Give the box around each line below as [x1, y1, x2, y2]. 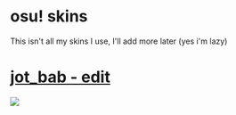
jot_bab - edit [10, 67, 110, 87]
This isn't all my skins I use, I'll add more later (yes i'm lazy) [10, 36, 228, 46]
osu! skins [10, 6, 88, 27]
